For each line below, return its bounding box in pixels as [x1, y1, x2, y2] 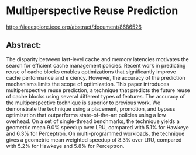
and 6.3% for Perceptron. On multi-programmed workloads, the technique [6, 130, 185, 137]
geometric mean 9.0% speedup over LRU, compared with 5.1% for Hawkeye [6, 124, 189, 131]
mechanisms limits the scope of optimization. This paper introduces [6, 80, 170, 87]
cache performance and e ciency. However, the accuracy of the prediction [6, 74, 185, 81]
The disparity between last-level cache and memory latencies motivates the [6, 55, 189, 62]
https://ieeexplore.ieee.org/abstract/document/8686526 [6, 23, 142, 30]
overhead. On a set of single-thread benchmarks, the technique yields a [6, 118, 180, 125]
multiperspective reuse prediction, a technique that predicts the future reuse [6, 86, 190, 94]
